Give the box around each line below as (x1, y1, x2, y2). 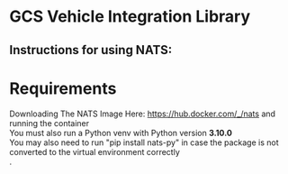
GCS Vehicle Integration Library (9, 6, 250, 27)
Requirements (9, 78, 117, 98)
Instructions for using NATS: (9, 42, 173, 58)
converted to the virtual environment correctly (9, 146, 180, 157)
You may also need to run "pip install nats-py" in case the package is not (9, 137, 279, 148)
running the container (9, 117, 90, 128)
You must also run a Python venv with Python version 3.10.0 (9, 127, 232, 138)
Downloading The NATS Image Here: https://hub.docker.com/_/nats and (9, 108, 276, 119)
